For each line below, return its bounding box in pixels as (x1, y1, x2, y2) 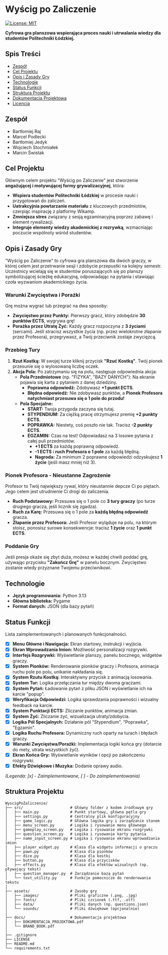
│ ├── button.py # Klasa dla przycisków (5, 858, 120, 863)
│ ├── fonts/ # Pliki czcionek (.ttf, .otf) (5, 897, 135, 902)
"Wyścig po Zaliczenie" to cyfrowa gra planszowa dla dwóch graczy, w (5, 257, 151, 264)
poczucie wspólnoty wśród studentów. (12, 230, 92, 236)
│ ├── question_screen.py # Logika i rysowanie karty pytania (5, 832, 146, 837)
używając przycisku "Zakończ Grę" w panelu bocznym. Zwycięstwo (5, 560, 146, 566)
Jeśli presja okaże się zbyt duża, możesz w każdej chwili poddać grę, (5, 554, 148, 560)
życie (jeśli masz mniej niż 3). (34, 459, 96, 465)
